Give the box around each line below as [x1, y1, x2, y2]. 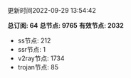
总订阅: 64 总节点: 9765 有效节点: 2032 [7, 21, 125, 30]
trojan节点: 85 [17, 63, 59, 71]
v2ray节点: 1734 [17, 54, 65, 62]
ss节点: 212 [17, 36, 51, 45]
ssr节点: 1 [17, 45, 46, 53]
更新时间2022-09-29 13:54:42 [7, 6, 96, 14]
